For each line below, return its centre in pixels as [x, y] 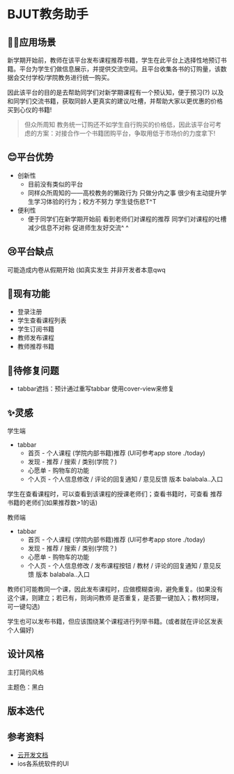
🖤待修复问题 [33, 371]
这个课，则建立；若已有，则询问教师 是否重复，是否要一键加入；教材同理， [115, 598]
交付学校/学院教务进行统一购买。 [66, 78]
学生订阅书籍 [36, 329]
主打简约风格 [25, 672]
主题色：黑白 [25, 687]
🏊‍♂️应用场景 [32, 42]
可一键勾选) [24, 607]
